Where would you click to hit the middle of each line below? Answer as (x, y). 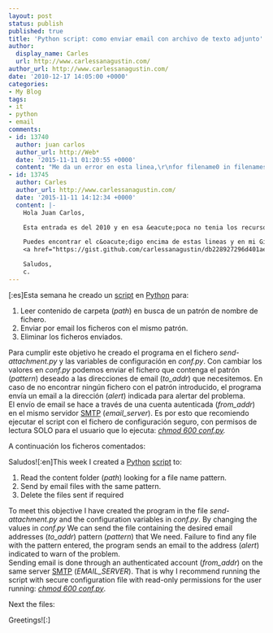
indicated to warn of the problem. (64, 553)
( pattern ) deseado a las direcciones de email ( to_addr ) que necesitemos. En (136, 378)
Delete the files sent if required (72, 495)
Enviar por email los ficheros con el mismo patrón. (104, 328)
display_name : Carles (52, 54)
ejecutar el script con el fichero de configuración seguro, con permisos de (133, 421)
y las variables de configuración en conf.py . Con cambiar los (160, 361)
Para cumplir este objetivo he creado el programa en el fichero (113, 352)
